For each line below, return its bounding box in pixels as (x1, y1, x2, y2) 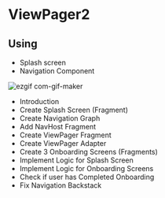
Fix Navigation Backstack (19, 181, 102, 190)
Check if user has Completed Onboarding (19, 172, 155, 181)
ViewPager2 (8, 6, 90, 24)
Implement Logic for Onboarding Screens (19, 164, 154, 173)
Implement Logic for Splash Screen (19, 155, 134, 165)
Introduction (19, 97, 60, 106)
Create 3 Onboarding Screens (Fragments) (19, 148, 159, 156)
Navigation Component (19, 66, 95, 76)
